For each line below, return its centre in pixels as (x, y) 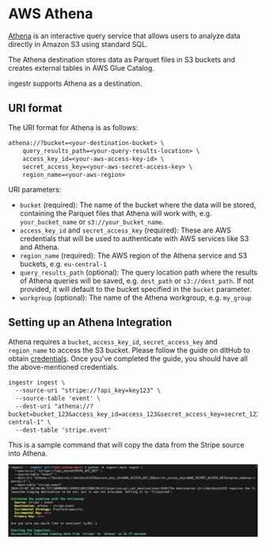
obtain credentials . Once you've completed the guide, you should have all (128, 359)
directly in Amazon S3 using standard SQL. (78, 44)
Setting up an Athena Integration (90, 322)
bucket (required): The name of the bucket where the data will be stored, (138, 205)
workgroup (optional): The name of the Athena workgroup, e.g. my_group (135, 297)
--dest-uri (33, 406)
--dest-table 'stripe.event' (63, 430)
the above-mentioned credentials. (63, 367)
